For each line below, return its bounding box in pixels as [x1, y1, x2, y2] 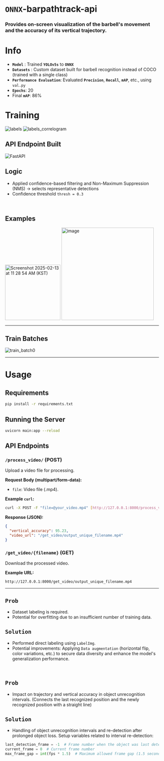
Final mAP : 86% [12, 93, 42, 98]
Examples [5, 215, 36, 222]
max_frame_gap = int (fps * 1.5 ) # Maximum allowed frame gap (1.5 [5, 751, 145, 757]
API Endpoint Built [5, 140, 61, 148]
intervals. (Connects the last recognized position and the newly [12, 696, 140, 702]
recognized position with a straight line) [12, 702, 92, 708]
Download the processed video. [5, 560, 69, 566]
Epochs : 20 [12, 87, 34, 94]
